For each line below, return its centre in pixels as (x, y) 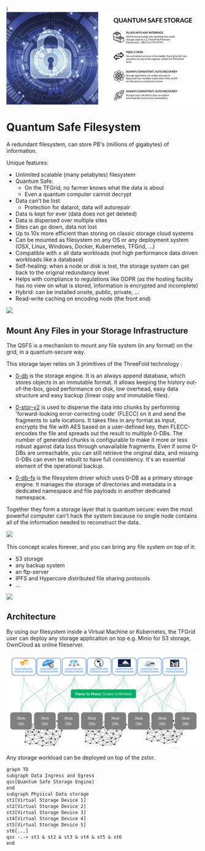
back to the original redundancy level (62, 273)
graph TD (17, 769)
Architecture (31, 617)
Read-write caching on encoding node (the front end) (83, 299)
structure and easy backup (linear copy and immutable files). (92, 395)
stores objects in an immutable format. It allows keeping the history (100, 382)
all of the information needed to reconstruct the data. (73, 522)
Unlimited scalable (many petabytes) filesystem (75, 175)
